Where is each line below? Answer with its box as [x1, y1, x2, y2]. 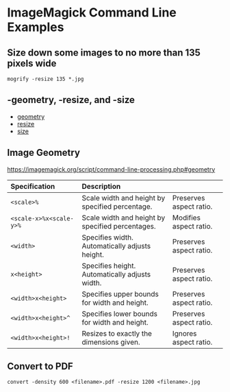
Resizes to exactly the [81, 328, 153, 338]
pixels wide [7, 57, 57, 69]
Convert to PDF [7, 360, 73, 372]
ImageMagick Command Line [7, 5, 177, 21]
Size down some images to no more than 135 [7, 47, 201, 58]
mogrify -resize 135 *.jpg [7, 76, 84, 82]
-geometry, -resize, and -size [7, 94, 136, 106]
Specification [10, 181, 55, 191]
